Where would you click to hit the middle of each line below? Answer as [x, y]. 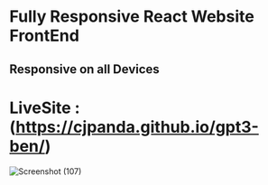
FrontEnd [44, 36]
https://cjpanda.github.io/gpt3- [137, 127]
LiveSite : [45, 108]
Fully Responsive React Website [132, 17]
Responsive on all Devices [84, 69]
